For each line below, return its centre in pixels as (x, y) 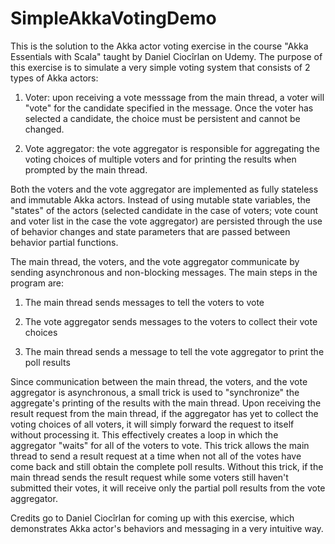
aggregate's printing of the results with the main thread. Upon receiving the (166, 403)
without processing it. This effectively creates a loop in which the (144, 434)
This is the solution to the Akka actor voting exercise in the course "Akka (159, 46)
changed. (44, 129)
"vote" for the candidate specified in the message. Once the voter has (169, 108)
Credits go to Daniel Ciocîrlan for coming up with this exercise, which (152, 518)
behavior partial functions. (64, 242)
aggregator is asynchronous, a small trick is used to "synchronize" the (155, 392)
